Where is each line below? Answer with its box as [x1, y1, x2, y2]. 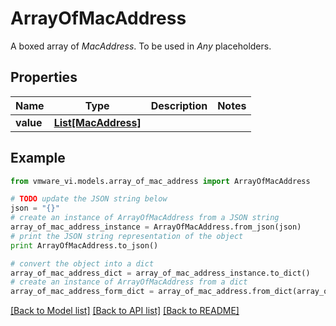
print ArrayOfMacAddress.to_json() [10, 240, 159, 251]
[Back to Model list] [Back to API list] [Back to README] [10, 305, 240, 317]
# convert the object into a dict [10, 258, 155, 269]
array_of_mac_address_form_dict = [10, 287, 155, 297]
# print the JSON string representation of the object [10, 231, 244, 241]
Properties [10, 69, 78, 86]
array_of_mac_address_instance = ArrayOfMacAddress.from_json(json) [10, 222, 302, 232]
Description [150, 98, 208, 112]
